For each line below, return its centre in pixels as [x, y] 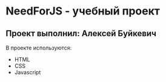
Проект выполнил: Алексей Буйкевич [81, 33]
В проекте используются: [39, 48]
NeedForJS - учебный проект [83, 11]
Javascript [28, 72]
